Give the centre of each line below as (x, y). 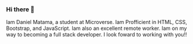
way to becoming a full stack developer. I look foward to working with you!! (97, 35)
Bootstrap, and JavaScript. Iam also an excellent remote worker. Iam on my (97, 28)
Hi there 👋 (21, 9)
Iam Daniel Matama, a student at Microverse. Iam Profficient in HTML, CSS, (97, 22)
